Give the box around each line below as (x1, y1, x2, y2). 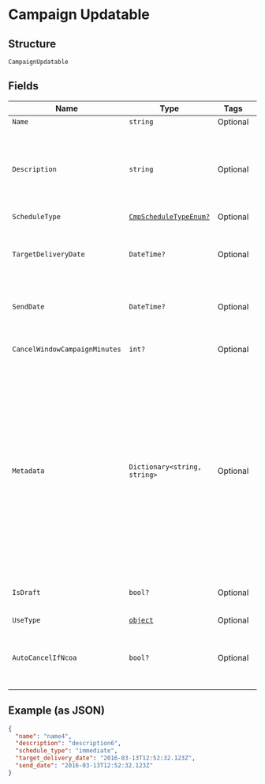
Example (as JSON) (8, 704, 105, 718)
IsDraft (12, 588, 41, 597)
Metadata (12, 466, 45, 475)
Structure (8, 37, 57, 51)
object (129, 615, 154, 624)
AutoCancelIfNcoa (12, 653, 77, 662)
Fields (8, 79, 39, 93)
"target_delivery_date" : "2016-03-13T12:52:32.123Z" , (15, 754, 196, 763)
